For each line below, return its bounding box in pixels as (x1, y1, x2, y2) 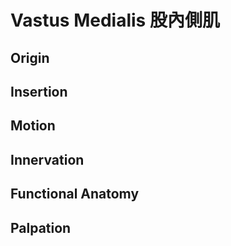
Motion (10, 117, 56, 135)
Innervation (10, 151, 85, 168)
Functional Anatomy (10, 186, 140, 203)
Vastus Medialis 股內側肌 (10, 9, 220, 32)
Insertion (10, 83, 68, 100)
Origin (10, 49, 50, 66)
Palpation (10, 219, 72, 236)
